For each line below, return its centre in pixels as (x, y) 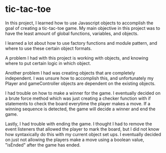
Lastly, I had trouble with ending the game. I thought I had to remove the (79, 124)
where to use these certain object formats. (49, 48)
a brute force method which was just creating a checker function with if (78, 98)
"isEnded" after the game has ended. (43, 145)
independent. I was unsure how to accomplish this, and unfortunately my (79, 78)
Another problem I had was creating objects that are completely (70, 73)
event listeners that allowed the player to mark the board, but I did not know (82, 129)
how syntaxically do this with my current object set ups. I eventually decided (83, 134)
